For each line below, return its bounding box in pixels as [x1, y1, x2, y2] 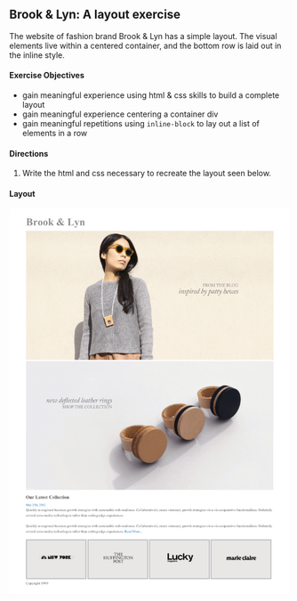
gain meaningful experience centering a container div [21, 109, 219, 119]
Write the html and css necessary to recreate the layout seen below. [21, 168, 271, 179]
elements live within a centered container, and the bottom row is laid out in [9, 40, 282, 51]
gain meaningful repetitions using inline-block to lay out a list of [21, 118, 261, 129]
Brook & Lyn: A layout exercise [9, 7, 181, 22]
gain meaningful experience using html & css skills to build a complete [21, 90, 280, 101]
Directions [9, 148, 49, 158]
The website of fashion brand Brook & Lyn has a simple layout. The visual [9, 30, 277, 41]
